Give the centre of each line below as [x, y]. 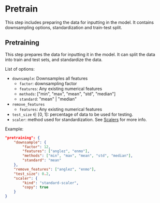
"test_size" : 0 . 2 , [32, 174]
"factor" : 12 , [36, 147]
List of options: [20, 69]
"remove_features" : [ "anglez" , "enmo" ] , [55, 169]
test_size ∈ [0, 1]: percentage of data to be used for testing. [73, 114]
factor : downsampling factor [48, 83]
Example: [14, 129]
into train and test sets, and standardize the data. [54, 60]
